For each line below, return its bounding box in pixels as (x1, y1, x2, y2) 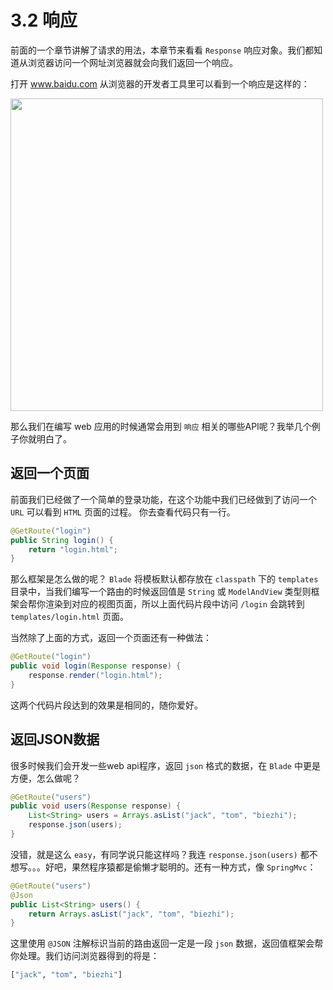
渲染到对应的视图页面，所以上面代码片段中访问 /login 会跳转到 (44, 598, 305, 610)
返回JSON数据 (10, 731, 100, 748)
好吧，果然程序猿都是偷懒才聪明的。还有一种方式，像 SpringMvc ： (44, 861, 317, 873)
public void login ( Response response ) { (10, 661, 182, 671)
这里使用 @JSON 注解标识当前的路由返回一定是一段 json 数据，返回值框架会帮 (10, 937, 324, 950)
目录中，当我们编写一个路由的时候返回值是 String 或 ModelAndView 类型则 (10, 586, 312, 598)
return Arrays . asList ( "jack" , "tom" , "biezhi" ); (28, 909, 235, 919)
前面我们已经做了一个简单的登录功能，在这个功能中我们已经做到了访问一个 (10, 493, 317, 505)
